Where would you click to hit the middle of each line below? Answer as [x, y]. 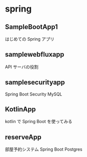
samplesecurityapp [35, 83]
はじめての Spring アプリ [30, 39]
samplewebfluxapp [35, 55]
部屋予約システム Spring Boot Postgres [44, 149]
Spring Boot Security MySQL [34, 94]
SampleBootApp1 [31, 27]
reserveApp [23, 137]
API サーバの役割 [22, 67]
